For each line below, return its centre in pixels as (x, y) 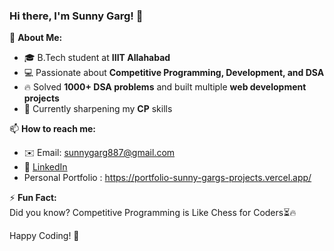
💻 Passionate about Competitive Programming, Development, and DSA (174, 73)
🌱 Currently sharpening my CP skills (98, 109)
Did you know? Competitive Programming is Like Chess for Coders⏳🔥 (153, 213)
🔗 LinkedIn (45, 167)
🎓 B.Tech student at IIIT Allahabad (97, 58)
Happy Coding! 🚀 (44, 236)
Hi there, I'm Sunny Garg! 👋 (76, 16)
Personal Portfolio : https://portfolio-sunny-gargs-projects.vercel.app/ (167, 178)
